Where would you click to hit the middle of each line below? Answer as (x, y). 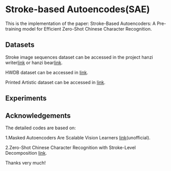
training (13, 28)
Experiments (26, 98)
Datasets (20, 45)
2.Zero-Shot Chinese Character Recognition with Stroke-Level (71, 147)
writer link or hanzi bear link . (34, 63)
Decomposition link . (26, 153)
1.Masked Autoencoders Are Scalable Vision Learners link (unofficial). (78, 137)
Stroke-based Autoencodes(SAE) (78, 9)
